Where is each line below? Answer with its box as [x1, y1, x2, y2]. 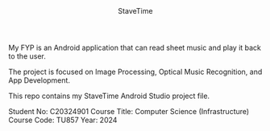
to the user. [8, 51, 46, 61]
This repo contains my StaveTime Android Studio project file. [8, 91, 210, 100]
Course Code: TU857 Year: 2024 [8, 115, 118, 125]
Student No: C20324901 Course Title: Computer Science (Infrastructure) [8, 107, 250, 116]
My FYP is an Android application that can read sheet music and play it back [8, 43, 262, 52]
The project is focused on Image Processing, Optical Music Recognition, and [8, 67, 263, 76]
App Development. [8, 76, 71, 85]
